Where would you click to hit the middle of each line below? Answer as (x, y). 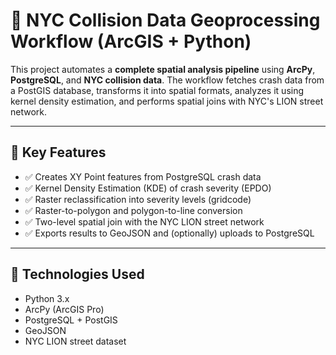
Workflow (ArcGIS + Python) (131, 41)
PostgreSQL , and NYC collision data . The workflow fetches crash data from (167, 80)
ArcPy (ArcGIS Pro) (64, 309)
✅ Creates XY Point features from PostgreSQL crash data (143, 176)
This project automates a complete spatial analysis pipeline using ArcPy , (163, 69)
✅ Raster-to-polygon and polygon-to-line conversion (133, 210)
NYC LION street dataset (75, 341)
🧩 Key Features (58, 152)
